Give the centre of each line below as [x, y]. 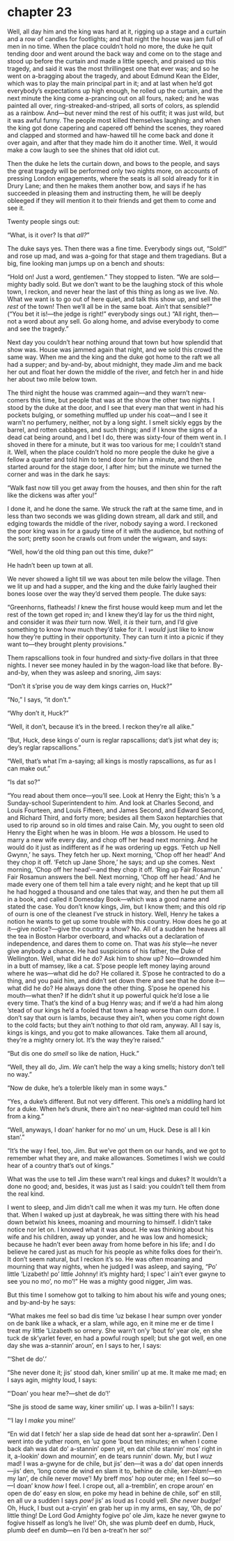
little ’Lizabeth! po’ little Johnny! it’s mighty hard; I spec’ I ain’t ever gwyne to [117, 1274]
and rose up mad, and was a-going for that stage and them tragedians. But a [117, 256]
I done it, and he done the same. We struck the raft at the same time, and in [115, 508]
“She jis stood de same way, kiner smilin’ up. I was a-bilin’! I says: [101, 1406]
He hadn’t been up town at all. [50, 565]
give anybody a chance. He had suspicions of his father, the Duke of [105, 951]
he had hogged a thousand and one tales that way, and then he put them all [116, 891]
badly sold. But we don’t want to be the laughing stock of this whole [126, 284]
